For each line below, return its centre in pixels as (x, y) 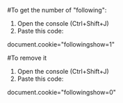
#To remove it (27, 58)
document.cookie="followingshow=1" (61, 44)
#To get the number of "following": (57, 10)
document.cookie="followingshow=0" (62, 92)
